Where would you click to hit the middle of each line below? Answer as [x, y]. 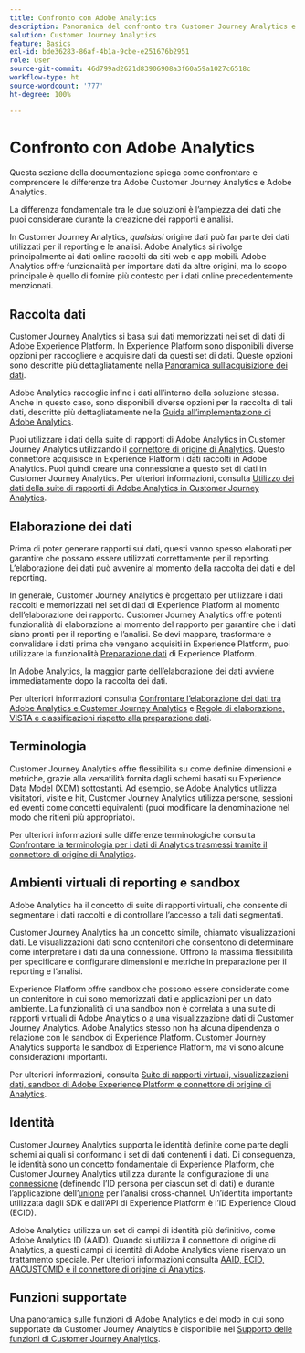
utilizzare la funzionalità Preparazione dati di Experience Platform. [133, 654]
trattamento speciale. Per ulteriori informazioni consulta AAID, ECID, [137, 1259]
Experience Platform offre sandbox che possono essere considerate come [149, 989]
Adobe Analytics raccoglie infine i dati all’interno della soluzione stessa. [144, 393]
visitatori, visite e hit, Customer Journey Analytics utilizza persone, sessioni [152, 797]
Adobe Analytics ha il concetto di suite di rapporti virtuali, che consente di [148, 905]
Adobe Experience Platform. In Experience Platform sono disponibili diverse [152, 346]
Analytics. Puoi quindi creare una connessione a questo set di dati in [138, 469]
